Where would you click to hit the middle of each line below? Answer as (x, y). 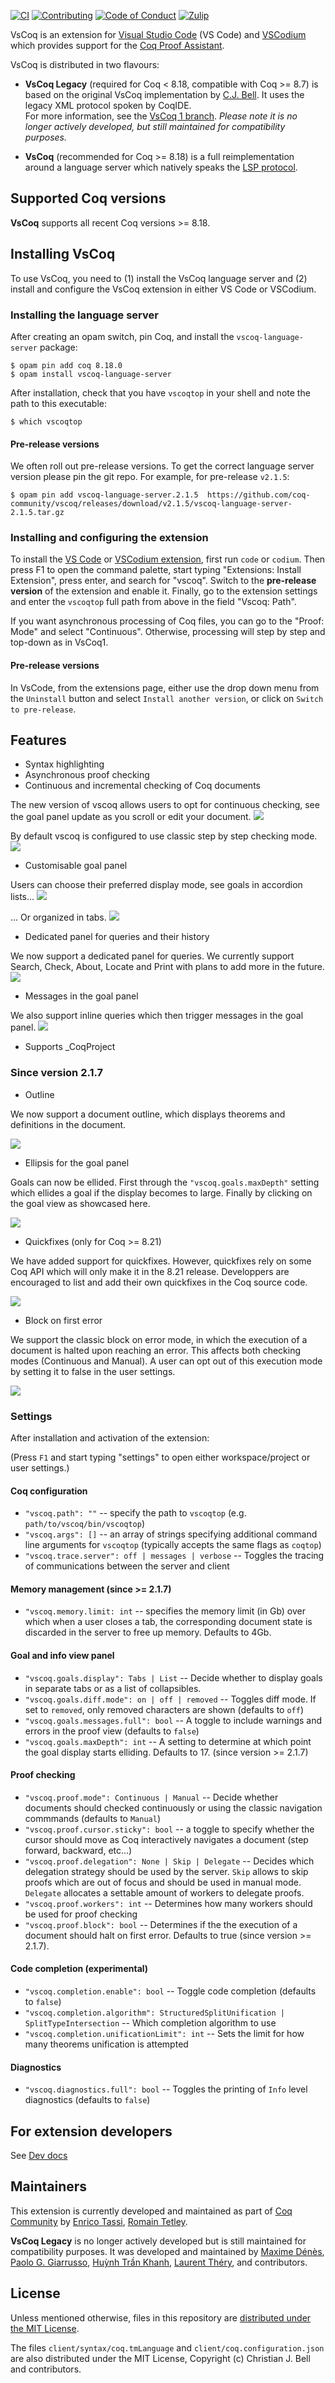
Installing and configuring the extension (109, 538)
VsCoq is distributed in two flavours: (85, 64)
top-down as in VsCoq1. (59, 642)
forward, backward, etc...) (78, 1850)
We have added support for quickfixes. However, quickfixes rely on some (161, 1261)
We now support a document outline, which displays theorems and (148, 1114)
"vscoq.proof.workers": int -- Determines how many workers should (168, 1903)
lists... (22, 897)
